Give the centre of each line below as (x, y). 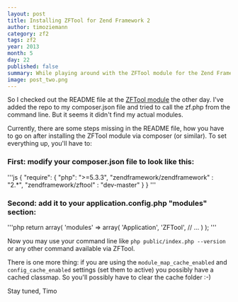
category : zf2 (28, 34)
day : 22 (19, 60)
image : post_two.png (38, 80)
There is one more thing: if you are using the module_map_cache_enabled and (117, 262)
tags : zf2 (22, 40)
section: (22, 211)
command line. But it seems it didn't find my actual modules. (95, 115)
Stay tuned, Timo (33, 291)
